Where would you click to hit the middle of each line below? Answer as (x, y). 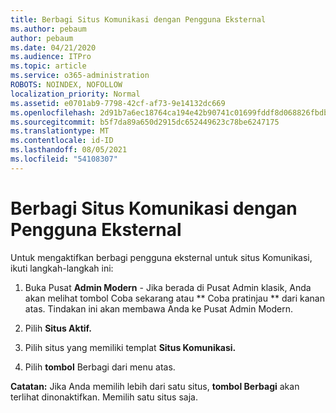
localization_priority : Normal (75, 94)
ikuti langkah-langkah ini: (62, 268)
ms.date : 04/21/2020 (53, 47)
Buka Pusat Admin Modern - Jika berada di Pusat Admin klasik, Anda (168, 287)
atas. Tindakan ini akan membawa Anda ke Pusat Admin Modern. (158, 308)
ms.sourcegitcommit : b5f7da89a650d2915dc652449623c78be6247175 (145, 122)
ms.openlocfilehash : (53, 112)
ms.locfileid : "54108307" (64, 159)
